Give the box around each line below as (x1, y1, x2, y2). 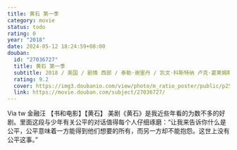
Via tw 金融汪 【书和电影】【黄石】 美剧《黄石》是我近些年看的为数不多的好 (7, 109, 226, 118)
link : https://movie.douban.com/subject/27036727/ (13, 89, 166, 96)
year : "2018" (7, 37, 46, 44)
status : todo (7, 23, 46, 30)
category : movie (7, 17, 55, 24)
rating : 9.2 (13, 75, 49, 83)
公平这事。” (7, 135, 39, 144)
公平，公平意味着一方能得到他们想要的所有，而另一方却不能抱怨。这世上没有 (7, 127, 230, 135)
